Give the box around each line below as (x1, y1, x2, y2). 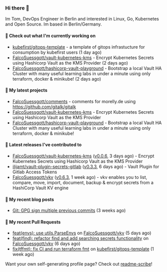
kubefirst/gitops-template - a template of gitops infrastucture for (12, 44, 146, 50)
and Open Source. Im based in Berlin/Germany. (5, 21, 102, 27)
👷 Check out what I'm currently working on (5, 33, 96, 39)
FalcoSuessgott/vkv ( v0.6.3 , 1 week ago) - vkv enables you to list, (12, 174, 148, 180)
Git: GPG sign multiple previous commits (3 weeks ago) (12, 207, 126, 213)
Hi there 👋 (5, 5, 30, 12)
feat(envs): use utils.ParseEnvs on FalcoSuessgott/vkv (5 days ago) (12, 230, 152, 236)
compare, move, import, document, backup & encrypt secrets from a (12, 179, 154, 185)
